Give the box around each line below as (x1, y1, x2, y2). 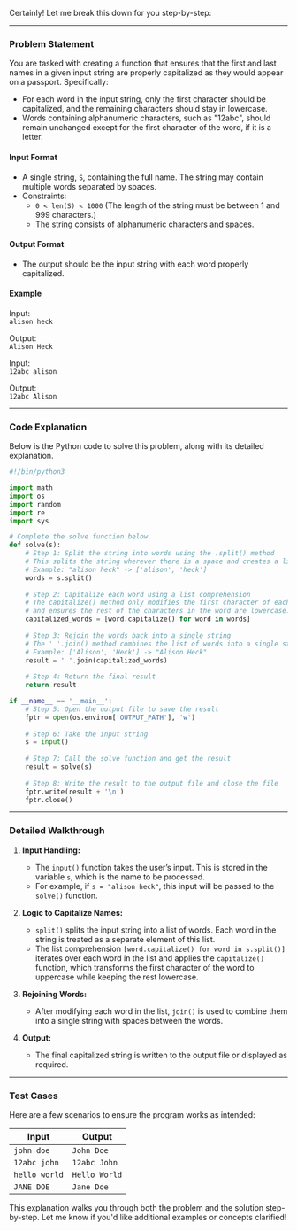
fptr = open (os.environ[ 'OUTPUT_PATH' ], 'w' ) (25, 713, 196, 722)
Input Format (9, 151, 57, 162)
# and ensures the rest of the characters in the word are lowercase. (25, 607, 291, 615)
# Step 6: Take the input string (25, 730, 148, 739)
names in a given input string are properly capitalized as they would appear (9, 67, 284, 78)
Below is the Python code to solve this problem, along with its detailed (9, 441, 265, 452)
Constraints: (21, 190, 67, 201)
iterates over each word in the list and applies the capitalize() (34, 952, 265, 964)
